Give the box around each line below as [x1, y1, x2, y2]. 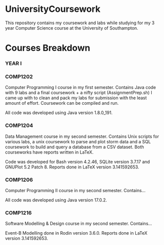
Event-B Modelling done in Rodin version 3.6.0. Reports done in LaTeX [5, 230, 148, 236]
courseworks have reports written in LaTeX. [5, 149, 94, 155]
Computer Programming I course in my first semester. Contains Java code [5, 84, 156, 90]
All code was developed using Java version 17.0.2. [5, 197, 107, 203]
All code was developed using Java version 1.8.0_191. [5, 110, 113, 116]
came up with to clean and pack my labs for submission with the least [5, 95, 147, 101]
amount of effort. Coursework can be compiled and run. [5, 100, 119, 106]
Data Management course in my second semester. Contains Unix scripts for [5, 133, 159, 139]
